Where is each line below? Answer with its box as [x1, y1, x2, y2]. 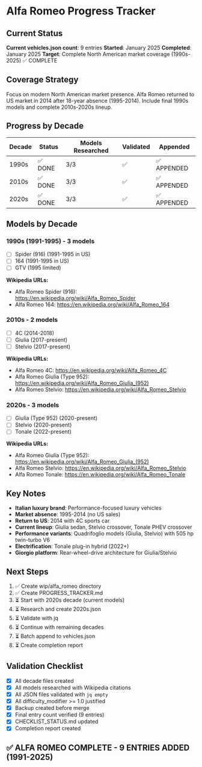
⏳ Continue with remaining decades [14, 624, 104, 631]
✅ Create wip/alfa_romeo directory [14, 582, 102, 590]
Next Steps [6, 567, 49, 577]
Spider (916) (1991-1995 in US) [14, 251, 91, 258]
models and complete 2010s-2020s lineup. [6, 103, 112, 111]
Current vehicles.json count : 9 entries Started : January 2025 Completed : [6, 44, 192, 51]
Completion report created [14, 725, 81, 732]
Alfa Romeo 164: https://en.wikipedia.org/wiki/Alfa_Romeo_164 [14, 301, 170, 308]
